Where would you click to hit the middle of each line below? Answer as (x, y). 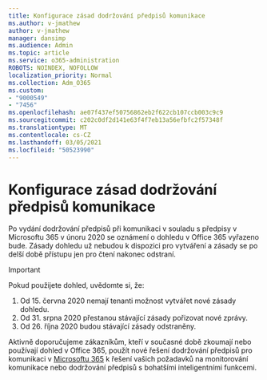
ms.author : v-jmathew (44, 23)
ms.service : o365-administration (64, 61)
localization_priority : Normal (60, 75)
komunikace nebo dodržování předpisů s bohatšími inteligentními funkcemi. (133, 368)
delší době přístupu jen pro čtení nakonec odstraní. (92, 254)
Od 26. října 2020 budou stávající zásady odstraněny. (108, 326)
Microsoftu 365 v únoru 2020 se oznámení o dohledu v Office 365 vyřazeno (134, 237)
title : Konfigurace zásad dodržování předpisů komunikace (107, 16)
